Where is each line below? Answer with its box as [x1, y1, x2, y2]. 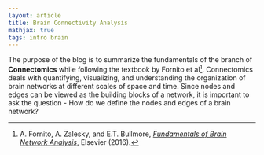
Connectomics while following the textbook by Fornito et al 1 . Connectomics [8, 64, 254, 74]
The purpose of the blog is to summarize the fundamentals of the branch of [8, 55, 253, 65]
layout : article [8, 11, 61, 20]
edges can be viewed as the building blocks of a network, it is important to [8, 90, 250, 99]
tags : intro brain [8, 33, 68, 42]
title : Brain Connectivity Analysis [8, 19, 128, 27]
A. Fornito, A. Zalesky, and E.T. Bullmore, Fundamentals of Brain [19, 129, 227, 138]
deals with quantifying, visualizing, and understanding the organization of [8, 72, 246, 83]
